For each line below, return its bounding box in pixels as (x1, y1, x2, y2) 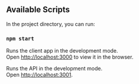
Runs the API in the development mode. (6, 65, 102, 72)
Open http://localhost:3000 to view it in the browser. (6, 53, 134, 61)
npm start (6, 35, 34, 42)
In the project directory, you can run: (6, 20, 95, 27)
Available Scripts (6, 5, 70, 15)
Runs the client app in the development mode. (6, 47, 118, 54)
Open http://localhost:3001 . (6, 71, 73, 79)
